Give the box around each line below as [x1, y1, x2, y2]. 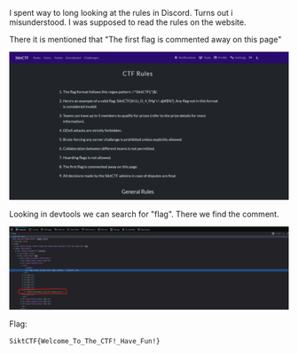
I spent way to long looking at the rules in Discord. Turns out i [9, 8, 233, 18]
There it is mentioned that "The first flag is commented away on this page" [9, 35, 282, 44]
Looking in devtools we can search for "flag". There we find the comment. [9, 208, 279, 219]
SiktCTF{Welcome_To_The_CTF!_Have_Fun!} [9, 337, 161, 346]
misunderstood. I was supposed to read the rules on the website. [9, 17, 247, 28]
